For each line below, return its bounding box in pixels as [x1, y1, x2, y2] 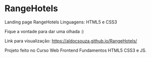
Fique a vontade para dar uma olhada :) [4, 28, 84, 34]
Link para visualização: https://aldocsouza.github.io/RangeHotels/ [4, 38, 137, 44]
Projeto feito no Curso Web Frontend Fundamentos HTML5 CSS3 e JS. [4, 47, 147, 53]
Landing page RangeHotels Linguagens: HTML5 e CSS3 [4, 19, 117, 25]
